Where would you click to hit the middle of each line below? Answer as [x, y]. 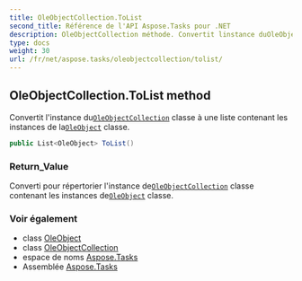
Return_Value [39, 166]
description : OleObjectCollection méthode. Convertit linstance [132, 34]
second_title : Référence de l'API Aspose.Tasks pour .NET [120, 26]
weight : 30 [30, 51]
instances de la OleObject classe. [70, 127]
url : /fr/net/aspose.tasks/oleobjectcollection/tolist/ [116, 59]
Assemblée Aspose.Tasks [70, 267]
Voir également [44, 218]
